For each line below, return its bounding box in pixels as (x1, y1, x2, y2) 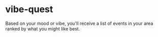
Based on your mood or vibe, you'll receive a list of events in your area (5, 20, 153, 26)
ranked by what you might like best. (5, 25, 80, 31)
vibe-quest (5, 4, 54, 15)
